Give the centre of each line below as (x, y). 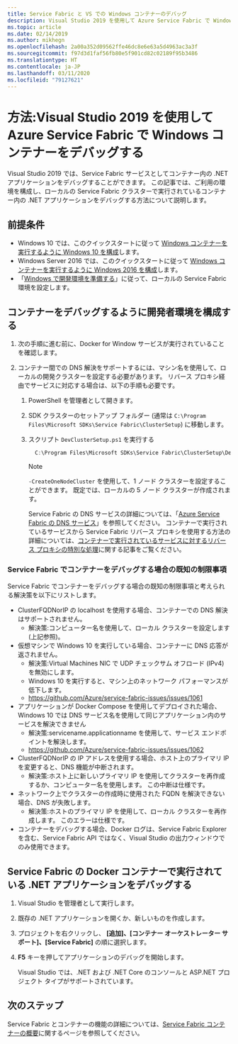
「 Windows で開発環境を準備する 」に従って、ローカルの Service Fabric (122, 279)
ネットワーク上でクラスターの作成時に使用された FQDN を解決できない (121, 794)
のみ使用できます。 (45, 847)
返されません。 (39, 655)
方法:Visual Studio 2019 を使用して (110, 117)
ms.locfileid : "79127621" (45, 80)
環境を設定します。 (45, 287)
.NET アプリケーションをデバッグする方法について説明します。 (119, 200)
